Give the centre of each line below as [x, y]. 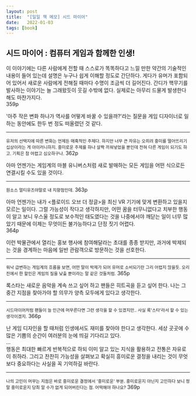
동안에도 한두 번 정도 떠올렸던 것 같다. [60, 124]
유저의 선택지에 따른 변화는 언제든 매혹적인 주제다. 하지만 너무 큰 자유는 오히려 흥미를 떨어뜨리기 [97, 141]
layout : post [22, 11]
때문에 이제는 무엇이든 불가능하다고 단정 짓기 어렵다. [76, 224]
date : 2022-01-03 [30, 22]
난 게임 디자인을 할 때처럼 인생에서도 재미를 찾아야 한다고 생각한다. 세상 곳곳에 [95, 328]
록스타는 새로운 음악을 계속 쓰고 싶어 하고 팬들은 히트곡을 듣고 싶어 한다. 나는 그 [96, 285]
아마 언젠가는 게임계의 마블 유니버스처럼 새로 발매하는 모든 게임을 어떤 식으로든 [96, 165]
